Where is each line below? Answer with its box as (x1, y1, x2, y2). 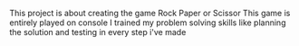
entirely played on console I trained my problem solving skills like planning (9, 17, 286, 28)
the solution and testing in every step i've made (9, 27, 187, 37)
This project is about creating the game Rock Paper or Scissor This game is (9, 8, 291, 18)
